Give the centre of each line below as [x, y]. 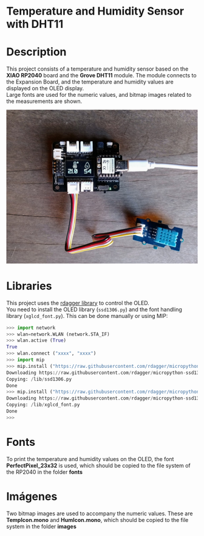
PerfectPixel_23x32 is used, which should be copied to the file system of [99, 465]
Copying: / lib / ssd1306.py [39, 379]
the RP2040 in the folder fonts [45, 472]
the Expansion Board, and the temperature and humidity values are [90, 82]
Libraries [29, 286]
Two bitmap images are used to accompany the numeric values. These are [100, 513]
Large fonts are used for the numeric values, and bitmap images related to [99, 95]
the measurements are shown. [44, 101]
